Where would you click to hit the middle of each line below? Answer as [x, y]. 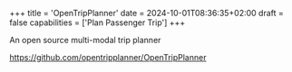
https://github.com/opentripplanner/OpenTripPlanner [108, 57]
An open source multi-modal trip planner [85, 40]
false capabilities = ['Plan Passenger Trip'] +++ [97, 22]
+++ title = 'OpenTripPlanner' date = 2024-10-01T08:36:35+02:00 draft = [146, 13]
